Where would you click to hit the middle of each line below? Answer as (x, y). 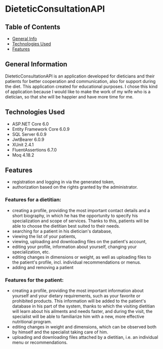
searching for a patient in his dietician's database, (62, 231)
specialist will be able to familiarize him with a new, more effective (78, 317)
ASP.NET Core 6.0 (30, 124)
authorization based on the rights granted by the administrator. (75, 187)
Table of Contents (33, 27)
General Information (36, 64)
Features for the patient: (35, 280)
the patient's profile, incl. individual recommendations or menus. (76, 262)
